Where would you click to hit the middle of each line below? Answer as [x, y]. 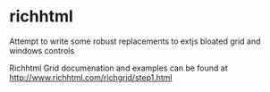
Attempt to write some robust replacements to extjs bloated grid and [135, 41]
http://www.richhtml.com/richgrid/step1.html [91, 77]
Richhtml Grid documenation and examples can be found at [118, 68]
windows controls [42, 50]
